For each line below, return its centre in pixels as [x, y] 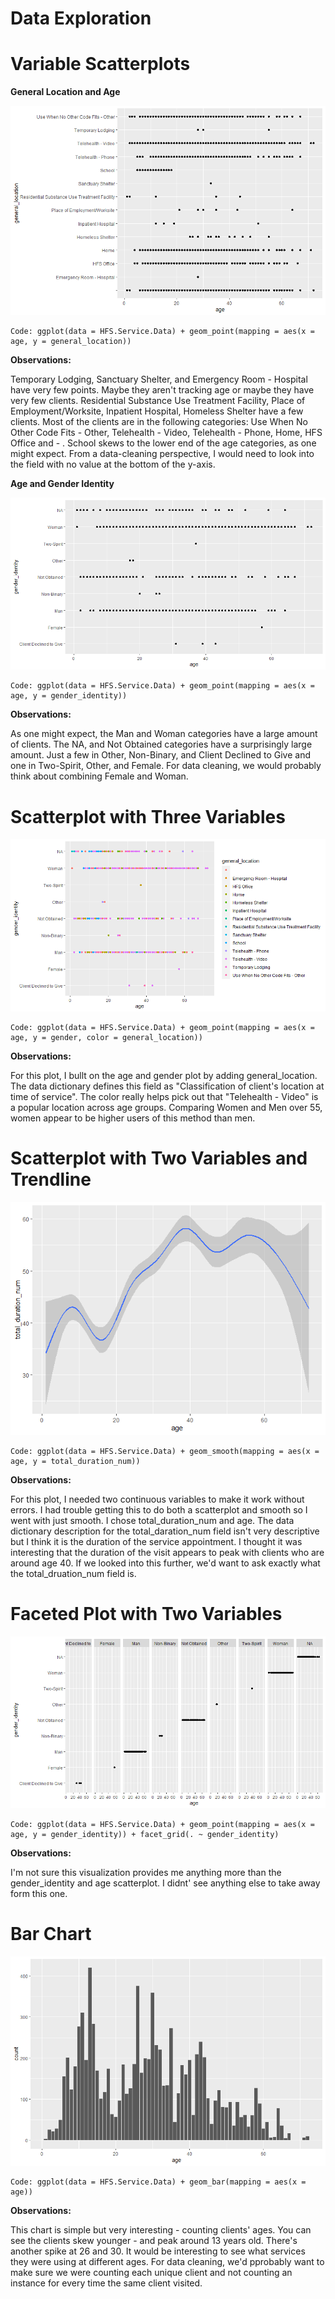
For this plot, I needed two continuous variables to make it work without [157, 1499]
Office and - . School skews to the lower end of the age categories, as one [163, 443]
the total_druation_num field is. [73, 1573]
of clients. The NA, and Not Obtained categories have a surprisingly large [161, 744]
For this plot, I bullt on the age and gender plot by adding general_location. [164, 1075]
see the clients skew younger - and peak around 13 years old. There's [154, 2240]
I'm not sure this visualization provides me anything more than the [146, 1872]
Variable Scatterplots [100, 64]
